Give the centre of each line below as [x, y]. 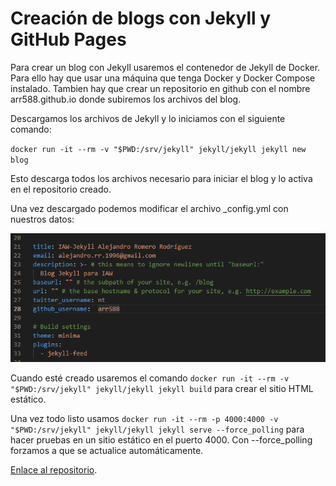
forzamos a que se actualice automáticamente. [107, 451]
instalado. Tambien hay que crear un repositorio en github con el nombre [160, 88]
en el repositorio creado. [61, 189]
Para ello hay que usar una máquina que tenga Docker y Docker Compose [163, 78]
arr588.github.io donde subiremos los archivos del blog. [126, 99]
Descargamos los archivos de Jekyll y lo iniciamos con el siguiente [148, 118]
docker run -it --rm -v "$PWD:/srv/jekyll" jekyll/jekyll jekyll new [158, 149]
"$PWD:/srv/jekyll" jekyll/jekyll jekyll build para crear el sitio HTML [162, 389]
